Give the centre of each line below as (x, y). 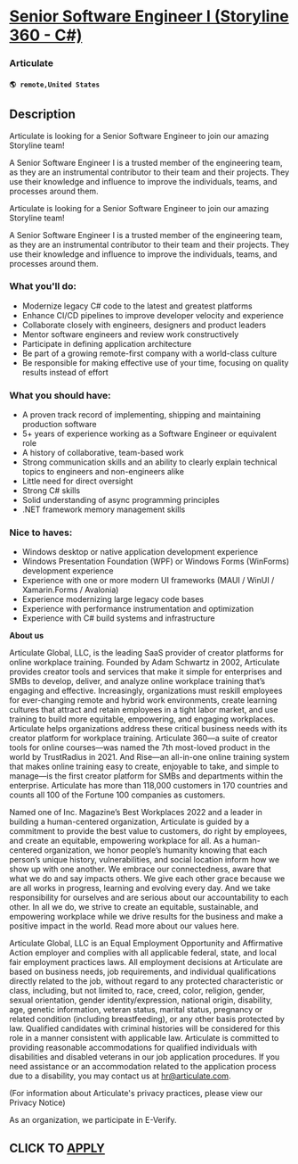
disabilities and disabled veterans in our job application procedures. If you (145, 1057)
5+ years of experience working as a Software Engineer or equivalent (149, 433)
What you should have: (60, 395)
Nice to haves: (41, 532)
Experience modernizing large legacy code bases (113, 599)
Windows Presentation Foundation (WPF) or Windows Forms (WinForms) (156, 561)
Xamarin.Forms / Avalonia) (70, 590)
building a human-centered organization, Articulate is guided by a (129, 821)
